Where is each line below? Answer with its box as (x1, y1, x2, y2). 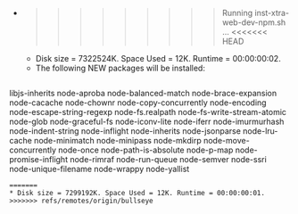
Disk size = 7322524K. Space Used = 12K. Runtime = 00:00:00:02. (35, 53, 281, 63)
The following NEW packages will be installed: (35, 62, 205, 73)
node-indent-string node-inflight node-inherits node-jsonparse (9, 126, 241, 136)
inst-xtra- (253, 8, 290, 18)
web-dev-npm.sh (221, 17, 286, 28)
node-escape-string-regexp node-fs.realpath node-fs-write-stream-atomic (9, 107, 287, 117)
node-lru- (242, 126, 278, 136)
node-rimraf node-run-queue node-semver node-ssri (70, 154, 268, 164)
